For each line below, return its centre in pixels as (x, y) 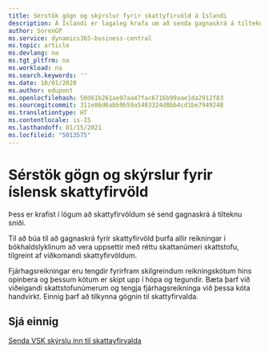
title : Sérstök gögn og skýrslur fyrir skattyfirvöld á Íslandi (118, 16)
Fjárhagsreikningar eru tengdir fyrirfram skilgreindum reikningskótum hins (130, 270)
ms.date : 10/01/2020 (43, 83)
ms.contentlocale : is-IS (50, 120)
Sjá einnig (33, 321)
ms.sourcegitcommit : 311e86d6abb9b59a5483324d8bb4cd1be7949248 (116, 105)
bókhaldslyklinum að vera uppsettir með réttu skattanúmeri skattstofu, (124, 246)
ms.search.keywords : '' (48, 75)
